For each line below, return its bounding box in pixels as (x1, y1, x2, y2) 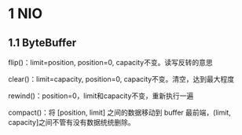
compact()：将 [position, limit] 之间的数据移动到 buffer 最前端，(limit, (8, 108, 232, 117)
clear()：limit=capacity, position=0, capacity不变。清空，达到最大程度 (8, 75, 235, 83)
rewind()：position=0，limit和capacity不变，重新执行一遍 (8, 91, 194, 100)
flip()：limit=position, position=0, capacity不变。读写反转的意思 (8, 58, 214, 67)
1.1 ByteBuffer (8, 36, 77, 49)
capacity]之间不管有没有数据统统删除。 (8, 118, 135, 126)
